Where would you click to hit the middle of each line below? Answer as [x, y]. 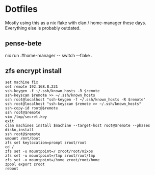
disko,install [20, 130]
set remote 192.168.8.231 [31, 87]
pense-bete [23, 44]
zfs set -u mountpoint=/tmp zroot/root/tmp [50, 156]
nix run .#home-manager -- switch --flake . [49, 55]
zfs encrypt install [33, 71]
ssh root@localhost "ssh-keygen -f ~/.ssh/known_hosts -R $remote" [76, 100]
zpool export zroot [25, 164]
